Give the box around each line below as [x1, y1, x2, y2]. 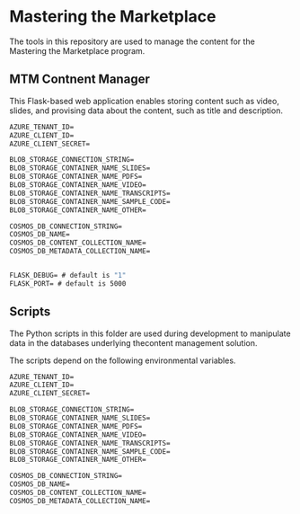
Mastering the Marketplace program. [9, 45, 146, 56]
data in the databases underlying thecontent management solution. [9, 337, 258, 348]
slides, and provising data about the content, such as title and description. [9, 105, 283, 116]
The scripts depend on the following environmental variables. [9, 355, 236, 366]
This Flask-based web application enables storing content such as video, [9, 95, 280, 106]
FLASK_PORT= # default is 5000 [9, 279, 127, 288]
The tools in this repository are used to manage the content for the [9, 36, 256, 47]
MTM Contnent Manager [9, 72, 150, 87]
